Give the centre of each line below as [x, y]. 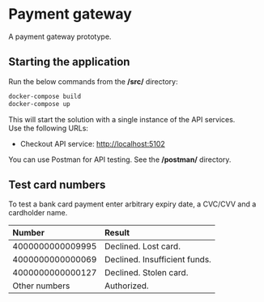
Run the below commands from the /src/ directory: [93, 81]
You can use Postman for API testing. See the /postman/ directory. [120, 160]
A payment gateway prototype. [60, 36]
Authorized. [127, 286]
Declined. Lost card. [143, 246]
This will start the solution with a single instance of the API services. [122, 119]
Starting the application [69, 62]
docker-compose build [45, 96]
